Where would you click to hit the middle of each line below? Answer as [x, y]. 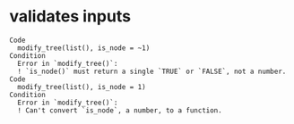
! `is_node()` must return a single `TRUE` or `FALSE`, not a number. [152, 71]
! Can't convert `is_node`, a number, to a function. [120, 110]
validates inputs [70, 17]
